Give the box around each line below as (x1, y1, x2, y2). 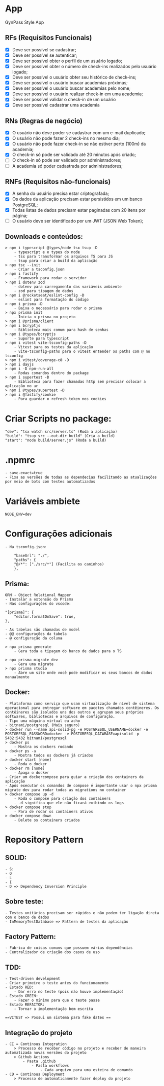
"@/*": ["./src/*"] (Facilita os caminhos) (14, 562, 105, 567)
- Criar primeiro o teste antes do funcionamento (5, 980, 109, 986)
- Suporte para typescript (14, 336, 69, 341)
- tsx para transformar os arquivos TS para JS (14, 254, 113, 259)
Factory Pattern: (5, 933, 56, 941)
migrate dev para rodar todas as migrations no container (5, 787, 126, 792)
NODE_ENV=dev (5, 512, 32, 517)
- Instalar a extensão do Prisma (5, 597, 74, 602)
